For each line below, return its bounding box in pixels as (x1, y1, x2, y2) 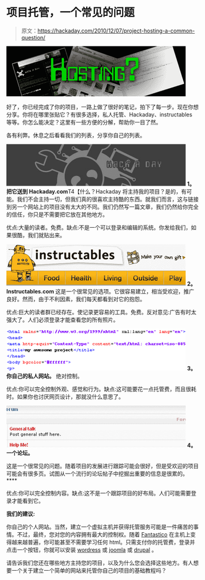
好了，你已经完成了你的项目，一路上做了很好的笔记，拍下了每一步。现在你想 (6, 103, 199, 110)
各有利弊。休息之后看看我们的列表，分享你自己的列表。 (6, 131, 145, 138)
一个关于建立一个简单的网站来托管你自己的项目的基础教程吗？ (11, 567, 167, 574)
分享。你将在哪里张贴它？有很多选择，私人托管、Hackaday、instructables (6, 111, 193, 118)
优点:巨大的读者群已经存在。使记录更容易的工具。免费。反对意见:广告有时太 (6, 308, 197, 315)
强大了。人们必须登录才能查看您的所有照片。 (6, 316, 119, 323)
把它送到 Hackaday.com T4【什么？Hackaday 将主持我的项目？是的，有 (6, 187, 187, 195)
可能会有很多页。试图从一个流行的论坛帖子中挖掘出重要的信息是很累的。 (6, 470, 188, 477)
